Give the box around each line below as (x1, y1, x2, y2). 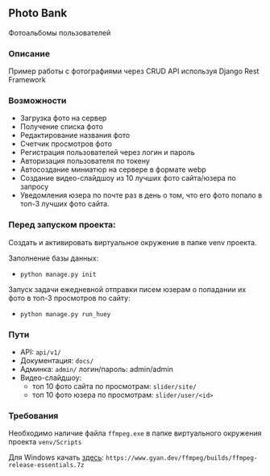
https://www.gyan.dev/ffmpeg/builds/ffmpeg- (106, 454, 258, 462)
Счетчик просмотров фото (19, 139, 113, 148)
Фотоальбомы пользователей (8, 27, 111, 37)
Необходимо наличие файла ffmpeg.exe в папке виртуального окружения (8, 428, 262, 438)
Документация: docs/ (19, 356, 94, 365)
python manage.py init (19, 270, 97, 278)
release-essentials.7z (8, 461, 85, 470)
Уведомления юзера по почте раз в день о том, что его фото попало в (19, 190, 263, 200)
